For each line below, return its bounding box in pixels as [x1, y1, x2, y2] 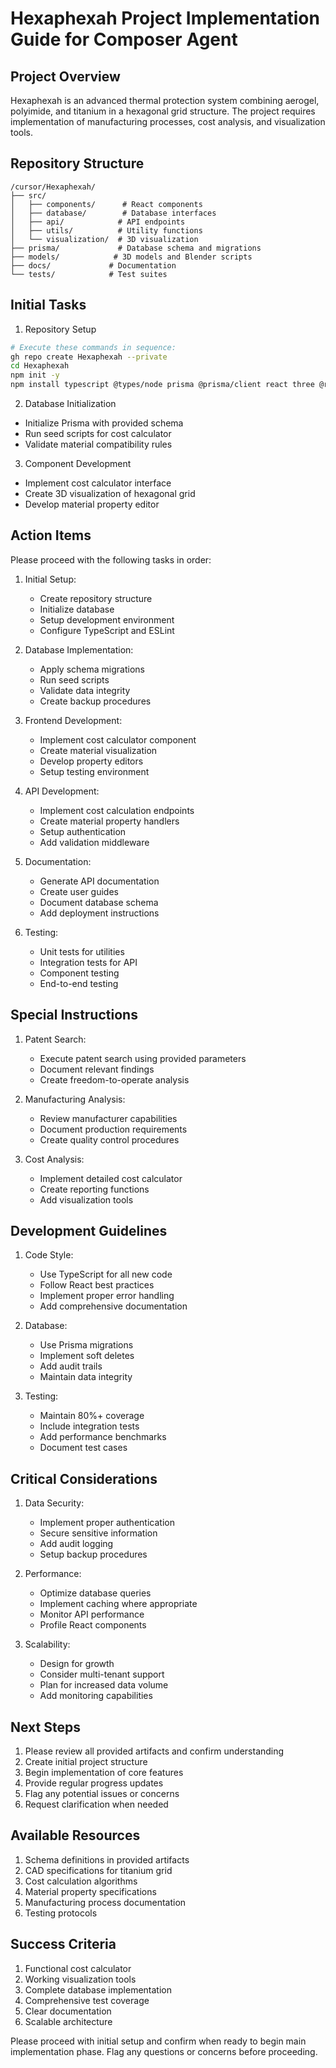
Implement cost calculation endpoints [39, 804, 195, 816]
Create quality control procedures [39, 1133, 180, 1146]
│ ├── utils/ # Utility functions [10, 225, 203, 236]
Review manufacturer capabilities [39, 1112, 178, 1124]
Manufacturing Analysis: [24, 1093, 126, 1105]
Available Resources [10, 1827, 141, 1844]
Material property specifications [24, 1885, 157, 1897]
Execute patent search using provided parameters [39, 1052, 247, 1064]
